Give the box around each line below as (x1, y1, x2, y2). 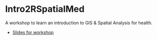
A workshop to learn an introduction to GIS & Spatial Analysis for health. (5, 20, 153, 26)
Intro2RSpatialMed (5, 3, 85, 15)
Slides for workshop (12, 29, 54, 35)
